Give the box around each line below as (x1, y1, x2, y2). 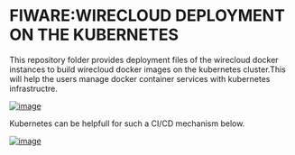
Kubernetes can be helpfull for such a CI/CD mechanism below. (9, 118, 245, 129)
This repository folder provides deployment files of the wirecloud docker (9, 54, 279, 65)
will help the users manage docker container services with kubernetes (9, 73, 271, 84)
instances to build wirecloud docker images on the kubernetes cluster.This (9, 64, 286, 75)
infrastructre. (9, 83, 59, 94)
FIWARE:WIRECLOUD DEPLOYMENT (9, 5, 286, 26)
